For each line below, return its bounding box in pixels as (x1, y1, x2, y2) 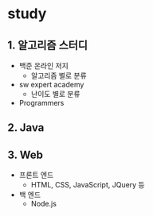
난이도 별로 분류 (30, 89, 80, 98)
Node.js (30, 199, 57, 209)
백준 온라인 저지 (18, 61, 69, 70)
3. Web (7, 148, 43, 161)
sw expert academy (18, 80, 84, 89)
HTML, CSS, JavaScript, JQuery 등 (30, 180, 145, 190)
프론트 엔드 (18, 170, 54, 179)
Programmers (18, 98, 65, 107)
